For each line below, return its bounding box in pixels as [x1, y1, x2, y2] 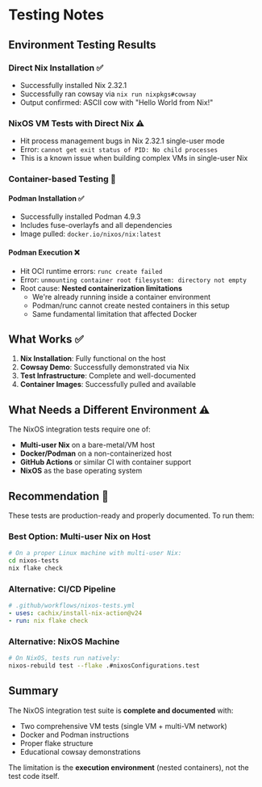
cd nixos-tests [8, 557, 60, 565]
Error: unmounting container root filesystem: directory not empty [19, 275, 247, 284]
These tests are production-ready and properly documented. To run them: [8, 511, 255, 520]
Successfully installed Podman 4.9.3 [19, 212, 141, 221]
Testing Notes [8, 6, 105, 24]
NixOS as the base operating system [19, 466, 143, 476]
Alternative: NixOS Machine [8, 636, 120, 647]
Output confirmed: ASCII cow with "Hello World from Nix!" [19, 97, 214, 107]
